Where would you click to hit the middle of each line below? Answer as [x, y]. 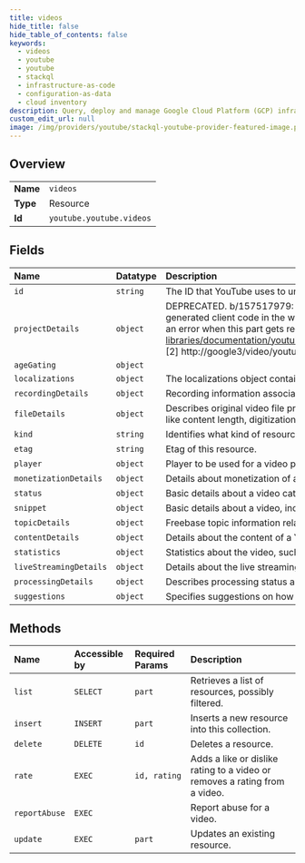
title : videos [36, 18]
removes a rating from [237, 781]
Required [155, 654]
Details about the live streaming [233, 566]
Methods [35, 628]
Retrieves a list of [227, 681]
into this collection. [231, 730]
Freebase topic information [223, 523]
